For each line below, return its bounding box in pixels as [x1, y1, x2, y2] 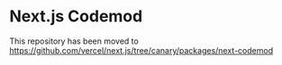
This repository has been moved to [9, 36, 140, 46]
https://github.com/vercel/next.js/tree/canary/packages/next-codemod [9, 45, 273, 55]
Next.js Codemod [9, 6, 143, 27]
